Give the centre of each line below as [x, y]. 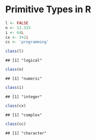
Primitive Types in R [48, 9]
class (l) [15, 51]
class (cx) [16, 106]
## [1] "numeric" [24, 79]
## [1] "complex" [24, 115]
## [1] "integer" [24, 97]
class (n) [15, 69]
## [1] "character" [26, 133]
